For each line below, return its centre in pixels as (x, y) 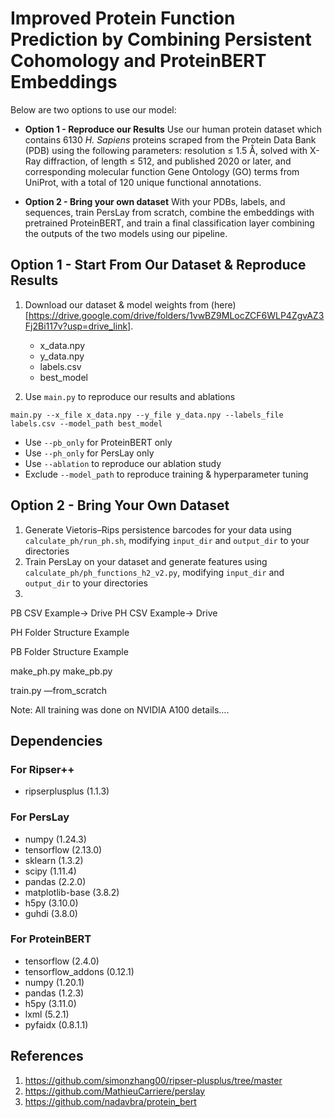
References (47, 1056)
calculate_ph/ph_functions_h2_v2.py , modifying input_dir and (154, 572)
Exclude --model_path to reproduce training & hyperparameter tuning (166, 474)
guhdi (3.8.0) (51, 913)
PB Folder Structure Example (69, 651)
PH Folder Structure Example (70, 632)
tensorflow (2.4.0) (62, 961)
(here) (223, 304)
